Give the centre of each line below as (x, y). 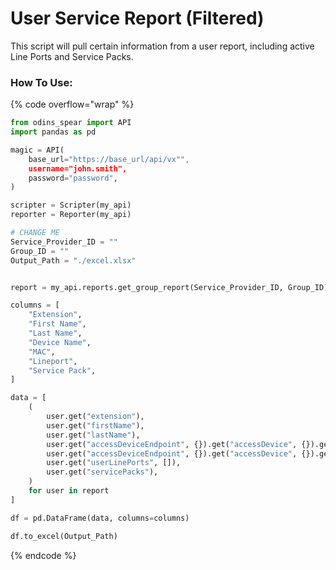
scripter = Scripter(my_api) (71, 205)
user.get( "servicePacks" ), (102, 472)
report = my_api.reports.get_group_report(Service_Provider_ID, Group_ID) (169, 287)
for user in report (69, 491)
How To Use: (41, 82)
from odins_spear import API (71, 123)
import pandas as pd (53, 132)
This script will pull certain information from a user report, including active (162, 46)
